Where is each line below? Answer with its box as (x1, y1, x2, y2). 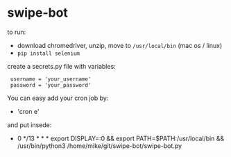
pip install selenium (17, 50, 80, 57)
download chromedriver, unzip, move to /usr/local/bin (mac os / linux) (17, 41, 223, 49)
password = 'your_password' (10, 81, 92, 88)
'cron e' (17, 107, 40, 115)
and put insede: (7, 120, 52, 129)
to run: (7, 28, 26, 36)
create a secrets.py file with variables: (7, 62, 116, 70)
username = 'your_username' (10, 75, 92, 83)
